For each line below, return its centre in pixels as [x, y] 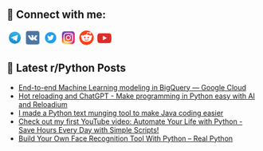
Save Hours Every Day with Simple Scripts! [88, 129]
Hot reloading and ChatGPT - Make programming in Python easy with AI [137, 96]
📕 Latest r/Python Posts [67, 68]
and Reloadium [43, 104]
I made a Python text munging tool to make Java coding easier [121, 113]
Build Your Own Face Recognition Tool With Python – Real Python [126, 138]
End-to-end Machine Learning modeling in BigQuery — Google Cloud [132, 87]
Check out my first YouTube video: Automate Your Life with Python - [130, 121]
